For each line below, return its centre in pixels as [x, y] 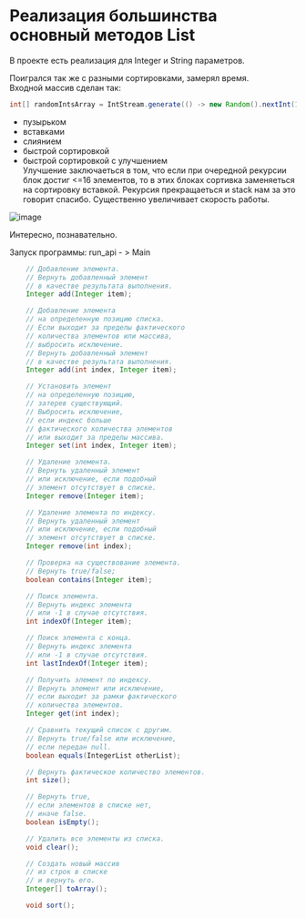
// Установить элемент [69, 387]
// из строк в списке [66, 872]
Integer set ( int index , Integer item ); [102, 446]
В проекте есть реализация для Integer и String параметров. [127, 60]
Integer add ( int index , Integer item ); [102, 370]
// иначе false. [57, 814]
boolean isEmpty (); [63, 822]
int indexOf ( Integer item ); [79, 622]
